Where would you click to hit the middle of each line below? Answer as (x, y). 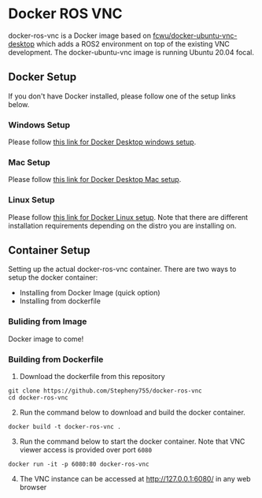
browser (33, 487)
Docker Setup (42, 77)
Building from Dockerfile (56, 359)
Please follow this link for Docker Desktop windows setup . (102, 142)
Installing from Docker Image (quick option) (90, 293)
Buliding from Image (48, 321)
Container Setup (49, 250)
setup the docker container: (53, 277)
